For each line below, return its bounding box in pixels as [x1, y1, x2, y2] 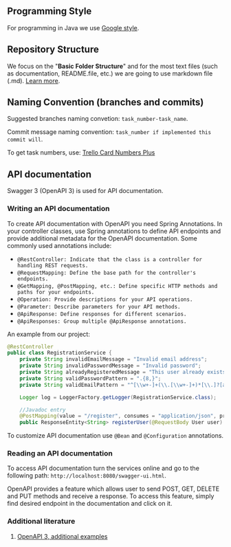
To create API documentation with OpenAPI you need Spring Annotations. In [7, 219, 223, 227]
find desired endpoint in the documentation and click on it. [7, 500, 173, 508]
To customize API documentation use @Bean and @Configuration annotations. [7, 432, 224, 440]
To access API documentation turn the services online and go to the [7, 464, 199, 473]
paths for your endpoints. [16, 289, 95, 295]
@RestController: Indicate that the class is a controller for [16, 256, 203, 263]
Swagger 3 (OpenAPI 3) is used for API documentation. [7, 187, 164, 195]
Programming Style [7, 5, 92, 17]
